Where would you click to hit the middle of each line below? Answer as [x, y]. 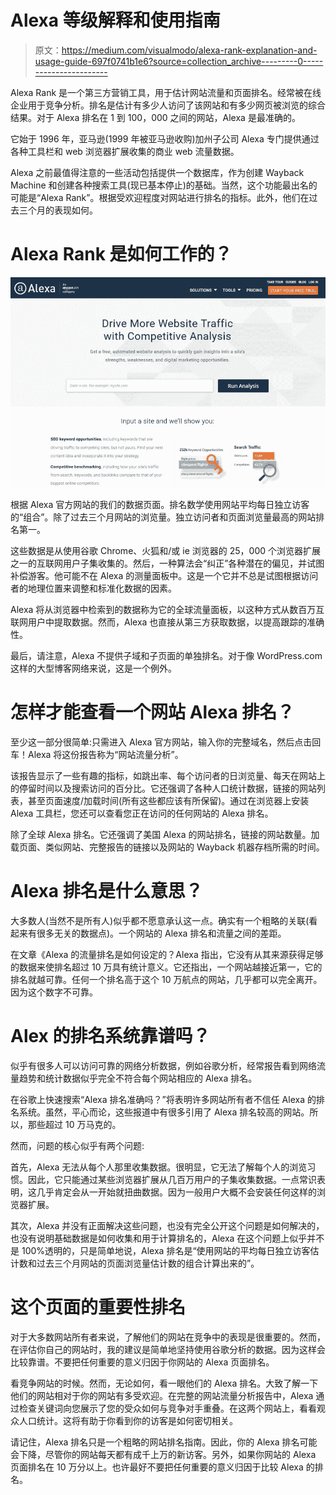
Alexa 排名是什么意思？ [106, 891]
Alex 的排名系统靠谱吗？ [110, 1035]
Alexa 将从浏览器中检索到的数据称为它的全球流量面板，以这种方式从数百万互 [167, 609]
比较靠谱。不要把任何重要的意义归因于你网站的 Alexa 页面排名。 [142, 1362]
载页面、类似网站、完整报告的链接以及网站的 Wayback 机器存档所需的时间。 [167, 847]
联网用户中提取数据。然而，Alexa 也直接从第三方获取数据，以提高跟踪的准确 [167, 622]
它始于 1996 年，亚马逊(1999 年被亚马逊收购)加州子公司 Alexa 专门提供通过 [165, 138]
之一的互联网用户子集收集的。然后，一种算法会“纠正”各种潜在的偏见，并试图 [167, 563]
